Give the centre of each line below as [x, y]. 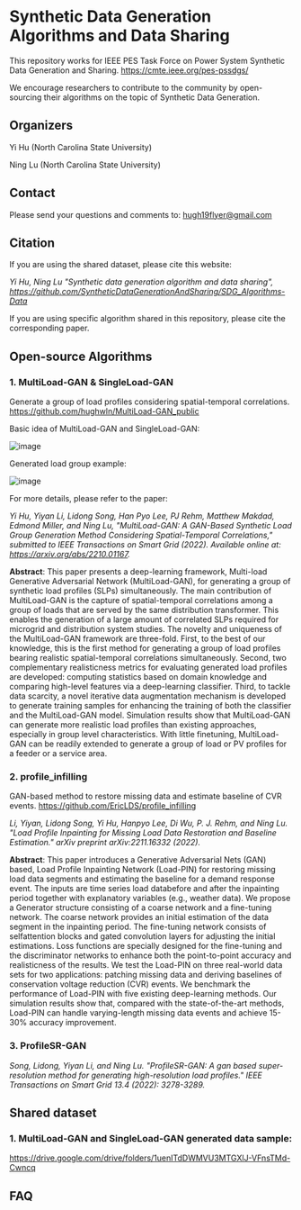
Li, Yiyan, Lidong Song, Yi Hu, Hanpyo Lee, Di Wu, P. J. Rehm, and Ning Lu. [149, 823]
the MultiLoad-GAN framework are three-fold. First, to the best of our [137, 639]
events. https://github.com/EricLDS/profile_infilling [103, 806]
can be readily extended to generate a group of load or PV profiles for [158, 744]
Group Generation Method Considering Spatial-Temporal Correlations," [141, 535]
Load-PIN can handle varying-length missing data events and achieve [138, 1013]
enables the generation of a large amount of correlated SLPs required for [144, 619]
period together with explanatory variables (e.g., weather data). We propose [150, 898]
